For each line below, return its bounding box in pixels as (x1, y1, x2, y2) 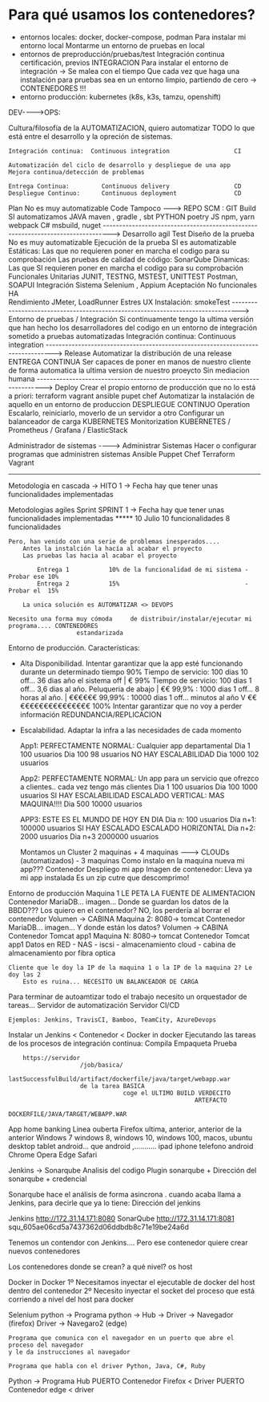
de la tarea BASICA (79, 1082, 146, 1090)
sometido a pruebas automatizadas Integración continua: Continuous (8, 331, 236, 340)
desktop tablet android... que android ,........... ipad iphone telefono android (8, 1141, 254, 1151)
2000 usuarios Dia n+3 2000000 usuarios (19, 831, 159, 841)
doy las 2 (8, 970, 42, 979)
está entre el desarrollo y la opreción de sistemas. (8, 131, 173, 141)
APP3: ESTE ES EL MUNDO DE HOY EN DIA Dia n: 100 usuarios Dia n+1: (19, 814, 257, 824)
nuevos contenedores (8, 1246, 81, 1256)
